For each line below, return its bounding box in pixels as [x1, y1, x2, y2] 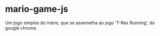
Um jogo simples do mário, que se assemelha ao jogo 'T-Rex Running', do [5, 20, 155, 26]
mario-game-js [5, 3, 68, 15]
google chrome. [5, 25, 38, 31]
